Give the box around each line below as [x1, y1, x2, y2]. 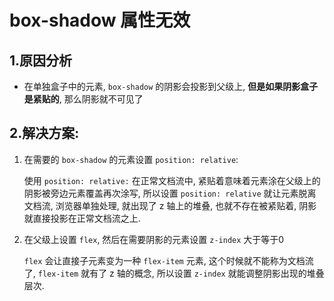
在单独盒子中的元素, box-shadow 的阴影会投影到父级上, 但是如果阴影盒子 [23, 81, 319, 92]
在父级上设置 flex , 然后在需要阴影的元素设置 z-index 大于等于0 [23, 233, 285, 245]
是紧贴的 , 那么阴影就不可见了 [23, 93, 144, 105]
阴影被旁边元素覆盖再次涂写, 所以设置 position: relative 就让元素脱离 [23, 187, 317, 199]
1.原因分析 [9, 52, 73, 69]
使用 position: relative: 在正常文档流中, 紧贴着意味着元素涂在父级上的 [23, 174, 321, 186]
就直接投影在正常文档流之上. [23, 212, 141, 224]
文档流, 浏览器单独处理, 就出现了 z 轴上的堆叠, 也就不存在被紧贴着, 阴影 [23, 199, 317, 211]
